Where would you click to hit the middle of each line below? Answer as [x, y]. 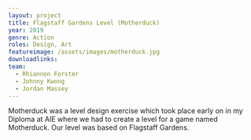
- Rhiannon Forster [47, 74]
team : [17, 67]
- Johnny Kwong [40, 81]
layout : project [35, 15]
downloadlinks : [33, 60]
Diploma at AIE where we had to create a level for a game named [113, 120]
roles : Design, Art [40, 45]
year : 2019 [26, 30]
